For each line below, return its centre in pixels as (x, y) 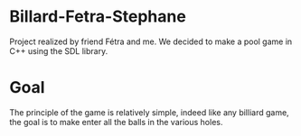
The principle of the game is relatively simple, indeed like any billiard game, (149, 112)
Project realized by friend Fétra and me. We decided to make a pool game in (151, 41)
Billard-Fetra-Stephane (98, 17)
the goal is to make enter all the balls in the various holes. (116, 122)
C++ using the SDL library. (59, 50)
